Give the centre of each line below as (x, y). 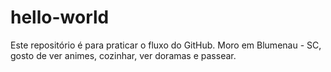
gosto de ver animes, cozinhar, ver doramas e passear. (123, 55)
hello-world (60, 17)
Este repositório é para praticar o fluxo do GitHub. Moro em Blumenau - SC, (166, 45)
